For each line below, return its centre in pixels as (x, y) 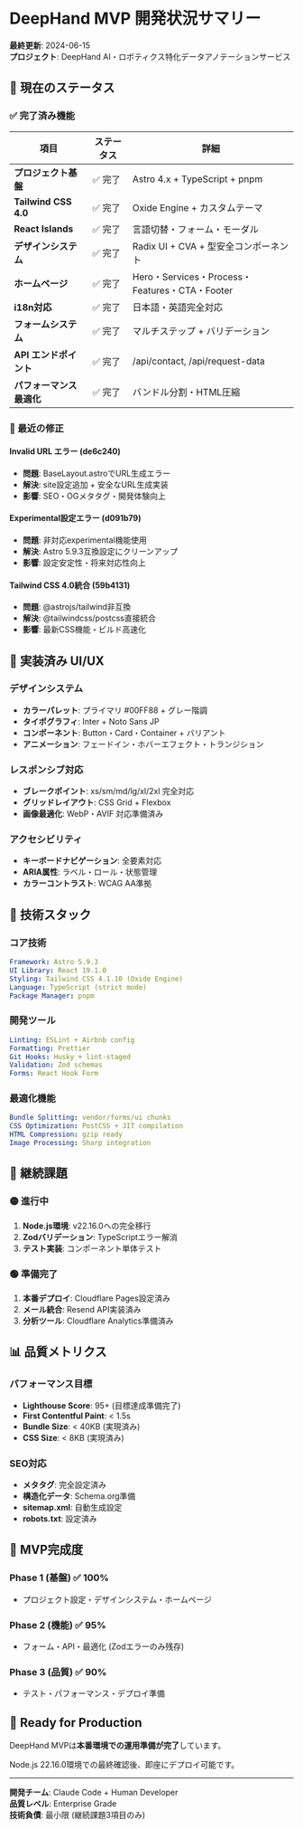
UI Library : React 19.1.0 (58, 971)
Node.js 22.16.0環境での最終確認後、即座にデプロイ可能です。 (124, 1765)
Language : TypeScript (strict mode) (78, 987)
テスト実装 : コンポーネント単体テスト (92, 1248)
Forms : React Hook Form (54, 1074)
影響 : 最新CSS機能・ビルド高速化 (84, 630)
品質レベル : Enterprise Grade (63, 1804)
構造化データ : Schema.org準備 (79, 1496)
